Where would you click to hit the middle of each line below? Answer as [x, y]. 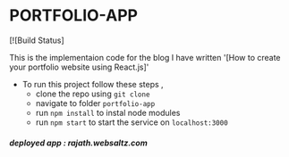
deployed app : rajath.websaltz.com [78, 143]
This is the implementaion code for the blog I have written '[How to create [145, 57]
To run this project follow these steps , [93, 84]
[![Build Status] [37, 40]
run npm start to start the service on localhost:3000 [132, 122]
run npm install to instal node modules [108, 112]
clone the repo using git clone [93, 94]
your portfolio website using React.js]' [79, 67]
